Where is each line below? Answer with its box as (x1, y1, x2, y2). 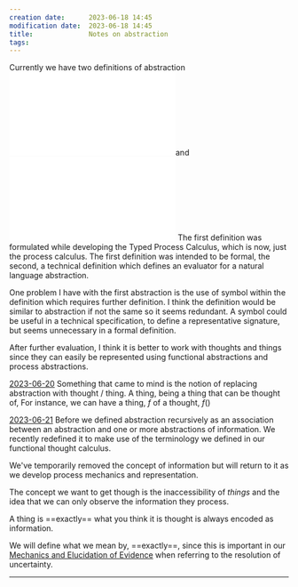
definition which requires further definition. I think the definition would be (9, 297, 277, 308)
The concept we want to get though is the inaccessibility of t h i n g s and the (9, 486, 280, 498)
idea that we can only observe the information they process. (9, 496, 229, 507)
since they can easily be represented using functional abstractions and (9, 352, 269, 363)
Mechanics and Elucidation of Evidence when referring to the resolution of (9, 550, 281, 560)
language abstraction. (9, 270, 90, 281)
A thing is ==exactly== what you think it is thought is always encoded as (9, 513, 274, 525)
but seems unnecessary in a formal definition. (9, 326, 176, 336)
